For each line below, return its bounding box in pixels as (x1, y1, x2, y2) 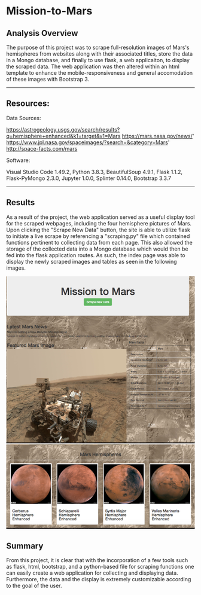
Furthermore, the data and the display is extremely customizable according (6, 576, 191, 583)
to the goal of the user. (6, 582, 62, 590)
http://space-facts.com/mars (6, 145, 78, 152)
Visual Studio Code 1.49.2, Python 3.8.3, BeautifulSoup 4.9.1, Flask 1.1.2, (6, 168, 183, 175)
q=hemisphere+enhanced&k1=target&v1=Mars (6, 132, 121, 139)
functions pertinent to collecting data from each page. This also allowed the (6, 239, 193, 246)
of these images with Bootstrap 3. (6, 76, 90, 83)
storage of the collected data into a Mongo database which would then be (6, 245, 188, 252)
